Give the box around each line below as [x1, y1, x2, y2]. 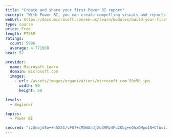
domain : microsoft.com [10, 69, 58, 74]
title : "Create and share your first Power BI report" [5, 7, 125, 13]
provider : [5, 59, 27, 64]
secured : [5, 125, 24, 130]
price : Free [5, 27, 31, 32]
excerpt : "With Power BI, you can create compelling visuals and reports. [5, 12, 168, 17]
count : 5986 [10, 41, 36, 46]
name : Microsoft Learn [10, 64, 58, 70]
